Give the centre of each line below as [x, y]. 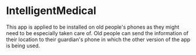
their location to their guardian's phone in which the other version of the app [98, 39]
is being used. [23, 46]
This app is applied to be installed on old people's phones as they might [93, 27]
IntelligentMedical [51, 11]
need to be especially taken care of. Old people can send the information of [97, 33]
